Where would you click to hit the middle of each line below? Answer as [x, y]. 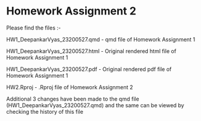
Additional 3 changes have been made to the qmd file [73, 99]
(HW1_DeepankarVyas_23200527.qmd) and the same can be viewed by [95, 105]
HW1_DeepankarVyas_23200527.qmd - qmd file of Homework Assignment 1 [101, 39]
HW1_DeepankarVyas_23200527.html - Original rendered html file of [91, 51]
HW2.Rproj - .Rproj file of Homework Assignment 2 [70, 87]
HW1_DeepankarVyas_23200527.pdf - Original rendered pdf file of [89, 69]
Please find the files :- [34, 28]
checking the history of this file [45, 111]
